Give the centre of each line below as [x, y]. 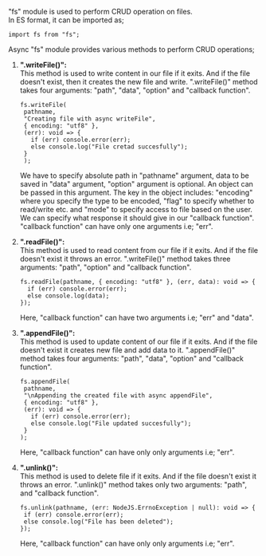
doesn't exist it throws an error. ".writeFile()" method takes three [125, 259]
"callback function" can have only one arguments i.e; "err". [116, 226]
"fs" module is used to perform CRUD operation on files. [100, 12]
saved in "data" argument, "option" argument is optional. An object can [136, 184]
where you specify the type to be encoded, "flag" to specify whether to [137, 201]
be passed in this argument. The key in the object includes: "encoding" [136, 192]
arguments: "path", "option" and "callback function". [106, 267]
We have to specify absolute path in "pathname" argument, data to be [134, 175]
